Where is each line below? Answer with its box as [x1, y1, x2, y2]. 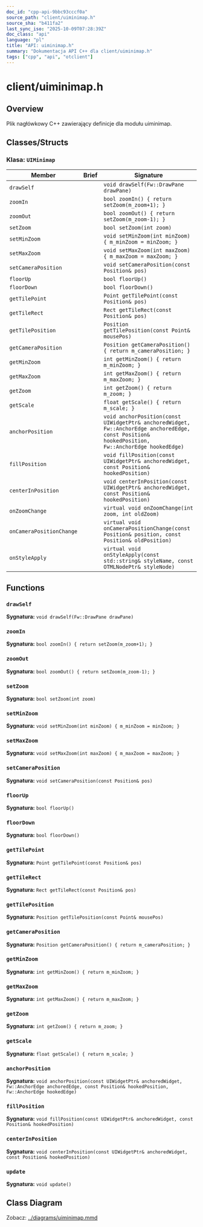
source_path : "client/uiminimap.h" [6, 15, 96, 21]
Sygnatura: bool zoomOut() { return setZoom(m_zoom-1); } [6, 667, 156, 675]
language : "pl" [6, 37, 45, 43]
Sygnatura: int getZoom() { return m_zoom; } [6, 1023, 123, 1030]
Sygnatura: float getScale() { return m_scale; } [6, 1050, 134, 1057]
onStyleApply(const [103, 551, 159, 558]
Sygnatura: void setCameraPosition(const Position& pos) [6, 777, 153, 784]
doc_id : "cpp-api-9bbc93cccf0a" [6, 8, 88, 15]
